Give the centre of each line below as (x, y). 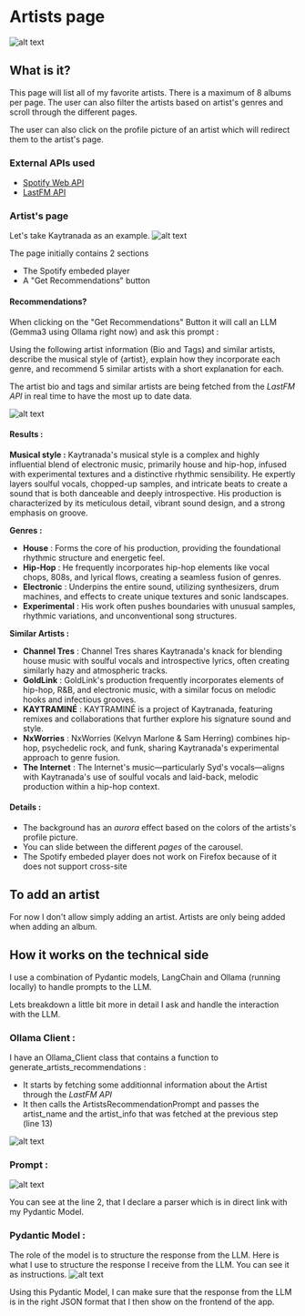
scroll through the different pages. (74, 112)
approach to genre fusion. (71, 757)
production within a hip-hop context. (91, 786)
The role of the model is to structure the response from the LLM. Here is (144, 1255)
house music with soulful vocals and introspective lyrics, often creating (156, 660)
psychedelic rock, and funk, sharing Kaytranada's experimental (161, 748)
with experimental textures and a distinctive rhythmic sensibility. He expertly (152, 474)
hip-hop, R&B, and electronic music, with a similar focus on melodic (149, 689)
